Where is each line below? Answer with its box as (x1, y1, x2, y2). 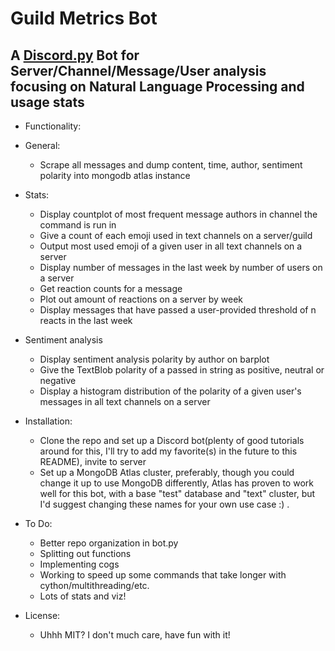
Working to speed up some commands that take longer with (39, 569, 287, 581)
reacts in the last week (39, 315, 133, 326)
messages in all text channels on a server (39, 396, 211, 407)
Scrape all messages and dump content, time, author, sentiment (39, 159, 303, 171)
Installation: (24, 415, 73, 427)
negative (39, 375, 77, 386)
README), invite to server (39, 456, 147, 467)
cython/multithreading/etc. (39, 580, 150, 591)
